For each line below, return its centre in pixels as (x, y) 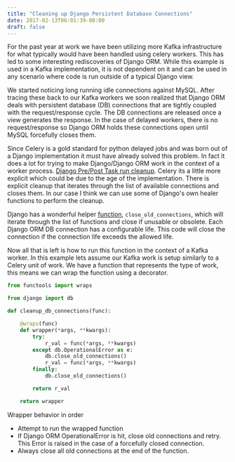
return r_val (52, 388)
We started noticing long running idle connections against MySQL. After (111, 90)
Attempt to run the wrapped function (70, 428)
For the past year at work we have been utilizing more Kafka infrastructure (115, 47)
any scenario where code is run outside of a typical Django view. (101, 77)
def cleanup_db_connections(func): (59, 311)
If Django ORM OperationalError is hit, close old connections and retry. (119, 435)
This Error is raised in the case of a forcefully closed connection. (111, 443)
